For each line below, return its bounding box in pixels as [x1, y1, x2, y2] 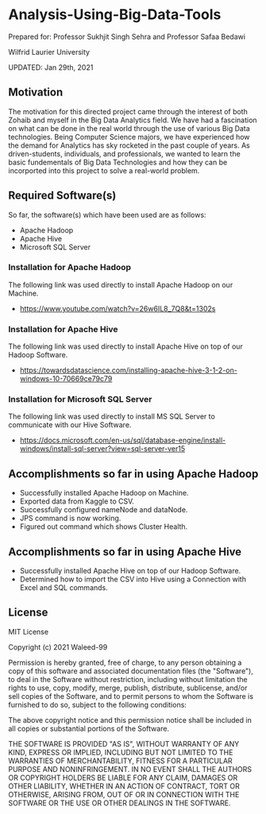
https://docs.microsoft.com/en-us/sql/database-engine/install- [19, 435, 226, 446]
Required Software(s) [8, 189, 117, 203]
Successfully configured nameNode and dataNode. [19, 505, 188, 515]
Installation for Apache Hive [8, 323, 118, 334]
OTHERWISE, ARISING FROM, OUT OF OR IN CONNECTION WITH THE [8, 789, 240, 799]
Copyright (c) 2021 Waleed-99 [8, 642, 108, 652]
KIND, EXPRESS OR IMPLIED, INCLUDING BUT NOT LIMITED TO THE [8, 747, 233, 757]
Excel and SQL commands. [19, 583, 109, 592]
